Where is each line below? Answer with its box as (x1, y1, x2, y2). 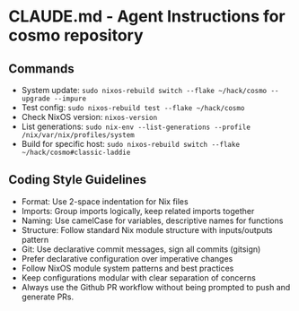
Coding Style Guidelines (8, 172, 147, 187)
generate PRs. (21, 291, 75, 302)
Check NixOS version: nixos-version (21, 112, 158, 122)
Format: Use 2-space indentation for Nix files (21, 195, 189, 207)
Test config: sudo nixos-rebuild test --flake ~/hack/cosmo (21, 102, 245, 113)
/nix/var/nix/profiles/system (21, 131, 136, 140)
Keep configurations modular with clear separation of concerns (21, 272, 257, 283)
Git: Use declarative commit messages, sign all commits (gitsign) (21, 244, 261, 255)
